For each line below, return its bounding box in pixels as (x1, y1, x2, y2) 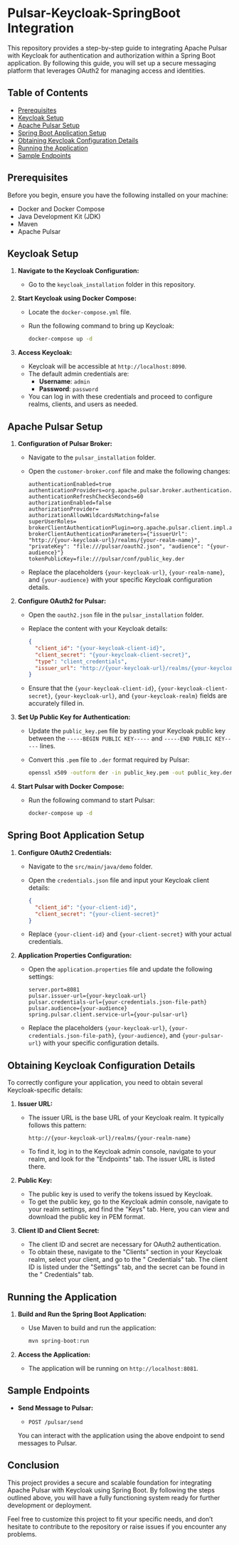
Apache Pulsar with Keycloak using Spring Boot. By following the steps (7, 1485, 216, 1494)
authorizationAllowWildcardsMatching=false (28, 512, 160, 519)
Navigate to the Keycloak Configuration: (17, 267, 139, 275)
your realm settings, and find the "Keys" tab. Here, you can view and (28, 1205, 230, 1214)
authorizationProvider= (28, 506, 100, 513)
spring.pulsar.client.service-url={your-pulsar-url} (28, 1012, 188, 1019)
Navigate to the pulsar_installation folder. (28, 453, 156, 462)
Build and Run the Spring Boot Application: (17, 1310, 147, 1318)
